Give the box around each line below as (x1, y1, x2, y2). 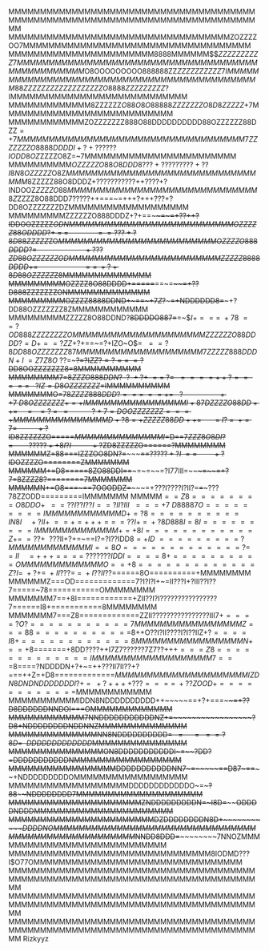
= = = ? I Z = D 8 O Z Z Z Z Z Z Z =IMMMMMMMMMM (8, 381, 171, 391)
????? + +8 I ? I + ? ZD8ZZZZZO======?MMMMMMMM (28, 440, 226, 450)
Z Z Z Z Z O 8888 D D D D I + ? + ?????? (8, 143, 117, 152)
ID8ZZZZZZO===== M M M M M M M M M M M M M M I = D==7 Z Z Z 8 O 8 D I (8, 432, 223, 441)
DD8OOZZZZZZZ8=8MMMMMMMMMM (8, 364, 142, 373)
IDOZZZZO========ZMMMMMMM (8, 458, 130, 467)
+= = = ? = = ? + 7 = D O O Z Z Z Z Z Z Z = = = (8, 407, 190, 415)
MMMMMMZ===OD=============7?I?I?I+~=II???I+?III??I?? (8, 576, 216, 586)
